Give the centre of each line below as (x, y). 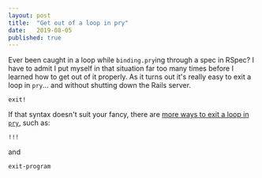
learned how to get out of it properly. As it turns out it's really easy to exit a (130, 77)
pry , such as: (29, 123)
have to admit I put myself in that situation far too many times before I (121, 69)
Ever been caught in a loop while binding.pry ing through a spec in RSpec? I (131, 60)
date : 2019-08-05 (40, 30)
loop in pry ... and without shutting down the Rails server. (100, 85)
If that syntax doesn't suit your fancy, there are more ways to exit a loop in (129, 115)
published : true (35, 38)
